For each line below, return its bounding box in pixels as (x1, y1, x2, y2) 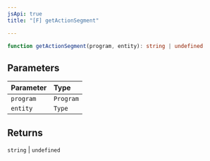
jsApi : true (7, 10, 42, 18)
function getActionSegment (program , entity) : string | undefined (7, 42, 203, 49)
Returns (7, 126, 44, 138)
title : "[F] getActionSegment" (7, 17, 99, 24)
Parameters (7, 61, 60, 74)
